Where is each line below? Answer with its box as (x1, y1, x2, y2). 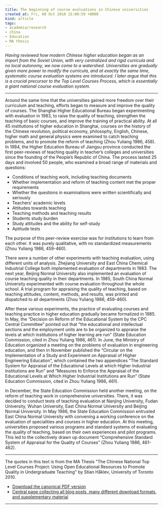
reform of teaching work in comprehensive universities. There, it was (5, 393, 143, 398)
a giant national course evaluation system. (5, 83, 91, 89)
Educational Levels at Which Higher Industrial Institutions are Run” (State (5, 373, 150, 379)
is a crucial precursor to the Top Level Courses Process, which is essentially (5, 78, 158, 84)
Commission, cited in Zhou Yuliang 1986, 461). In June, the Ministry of (5, 337, 145, 342)
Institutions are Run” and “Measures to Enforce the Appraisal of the (5, 368, 139, 374)
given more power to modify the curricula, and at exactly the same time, (5, 68, 150, 74)
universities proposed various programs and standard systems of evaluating (5, 424, 158, 430)
